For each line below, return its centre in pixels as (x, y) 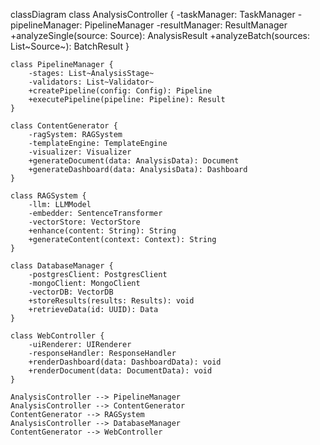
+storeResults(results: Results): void (111, 301)
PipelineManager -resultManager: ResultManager (186, 25)
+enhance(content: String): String (102, 231)
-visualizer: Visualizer (80, 152)
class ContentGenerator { (64, 126)
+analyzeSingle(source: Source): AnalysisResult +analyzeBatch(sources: (160, 35)
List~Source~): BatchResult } (70, 46)
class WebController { (57, 336)
